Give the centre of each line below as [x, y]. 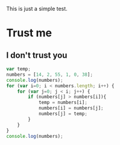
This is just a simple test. [37, 9]
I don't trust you [37, 55]
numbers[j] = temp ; [63, 114]
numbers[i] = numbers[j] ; [71, 108]
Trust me [29, 33]
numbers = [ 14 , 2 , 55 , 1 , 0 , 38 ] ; [50, 75]
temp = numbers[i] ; [63, 103]
